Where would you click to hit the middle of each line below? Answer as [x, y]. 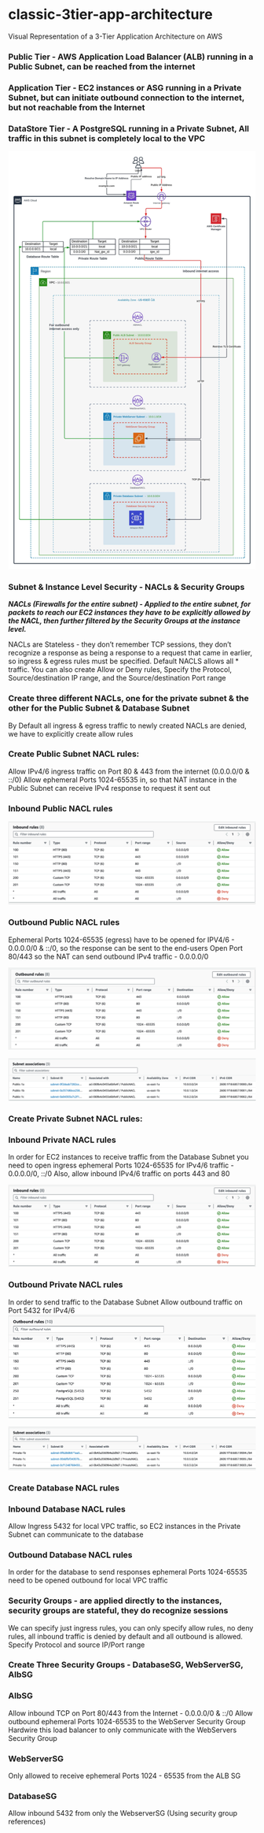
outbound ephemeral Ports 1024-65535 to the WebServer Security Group [127, 1721]
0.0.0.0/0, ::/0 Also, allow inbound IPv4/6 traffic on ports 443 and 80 [119, 1173]
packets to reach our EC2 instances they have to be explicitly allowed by [130, 613]
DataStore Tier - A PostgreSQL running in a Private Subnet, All [129, 128]
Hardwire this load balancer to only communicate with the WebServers [123, 1730]
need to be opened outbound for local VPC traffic [88, 1580]
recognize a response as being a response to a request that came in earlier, [130, 653]
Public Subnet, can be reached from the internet [102, 66]
